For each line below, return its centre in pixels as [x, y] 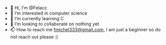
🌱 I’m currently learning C [37, 18]
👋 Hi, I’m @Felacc [29, 8]
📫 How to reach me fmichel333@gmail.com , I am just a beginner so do [85, 30]
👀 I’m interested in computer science [49, 13]
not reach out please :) [34, 37]
